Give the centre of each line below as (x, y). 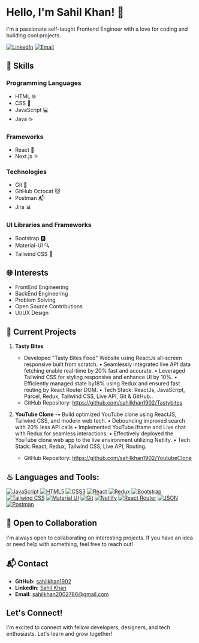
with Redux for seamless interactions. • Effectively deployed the (94, 433)
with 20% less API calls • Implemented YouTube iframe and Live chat (100, 427)
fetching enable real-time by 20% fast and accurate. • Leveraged (105, 371)
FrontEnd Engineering (42, 287)
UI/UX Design (32, 313)
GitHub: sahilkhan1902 (43, 581)
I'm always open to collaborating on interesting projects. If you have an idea (100, 538)
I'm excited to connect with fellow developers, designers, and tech (88, 627)
